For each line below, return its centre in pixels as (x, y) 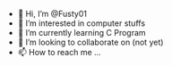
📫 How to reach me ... (59, 52)
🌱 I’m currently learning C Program (82, 33)
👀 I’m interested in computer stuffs (82, 23)
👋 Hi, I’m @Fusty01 (52, 14)
